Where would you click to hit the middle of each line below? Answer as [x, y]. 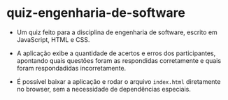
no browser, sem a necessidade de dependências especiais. [104, 89]
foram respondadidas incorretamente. [71, 68]
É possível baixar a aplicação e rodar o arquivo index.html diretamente [119, 81]
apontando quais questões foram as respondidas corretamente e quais [119, 60]
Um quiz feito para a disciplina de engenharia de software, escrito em [117, 32]
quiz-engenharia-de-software [96, 13]
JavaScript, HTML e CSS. [53, 39]
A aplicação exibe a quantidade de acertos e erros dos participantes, [116, 53]
